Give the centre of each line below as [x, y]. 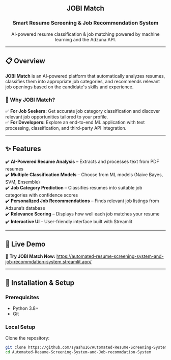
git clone [16, 347]
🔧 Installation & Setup [40, 283]
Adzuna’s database [25, 208]
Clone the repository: [27, 338]
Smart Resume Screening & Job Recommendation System [85, 23]
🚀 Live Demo [25, 244]
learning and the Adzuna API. [85, 39]
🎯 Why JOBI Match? [30, 100]
